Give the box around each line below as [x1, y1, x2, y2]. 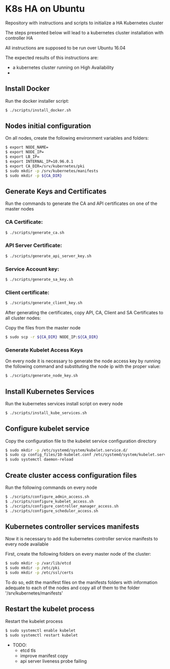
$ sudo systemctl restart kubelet [5, 633, 78, 638]
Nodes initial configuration [5, 122, 91, 131]
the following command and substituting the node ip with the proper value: [5, 363, 161, 369]
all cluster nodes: [5, 315, 41, 321]
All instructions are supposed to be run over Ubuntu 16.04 [5, 45, 125, 51]
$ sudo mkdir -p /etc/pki [5, 565, 60, 571]
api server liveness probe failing [20, 658, 87, 664]
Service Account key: [5, 265, 60, 272]
